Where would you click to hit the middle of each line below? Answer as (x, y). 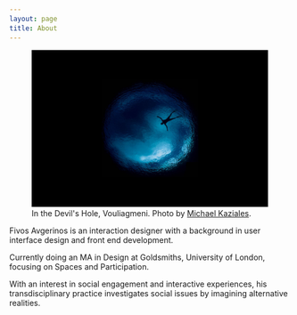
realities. (25, 303)
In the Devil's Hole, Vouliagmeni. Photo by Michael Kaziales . (141, 213)
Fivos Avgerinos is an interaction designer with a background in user (135, 230)
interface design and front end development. (91, 239)
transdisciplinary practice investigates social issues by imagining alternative (148, 293)
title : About (33, 28)
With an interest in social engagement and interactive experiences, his (138, 284)
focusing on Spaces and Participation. (79, 266)
